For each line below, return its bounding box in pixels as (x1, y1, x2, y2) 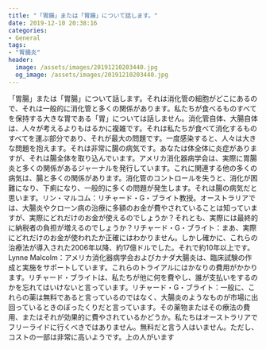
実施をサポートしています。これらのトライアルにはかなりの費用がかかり (21, 262, 258, 272)
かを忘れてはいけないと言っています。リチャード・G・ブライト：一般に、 (8, 282, 249, 292)
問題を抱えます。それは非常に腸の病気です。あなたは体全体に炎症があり (14, 143, 251, 153)
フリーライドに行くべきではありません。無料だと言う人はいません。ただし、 (8, 322, 259, 332)
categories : (8, 26, 48, 34)
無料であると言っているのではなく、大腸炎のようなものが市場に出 (42, 292, 259, 302)
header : (8, 56, 34, 64)
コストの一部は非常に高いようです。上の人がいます (8, 332, 175, 342)
